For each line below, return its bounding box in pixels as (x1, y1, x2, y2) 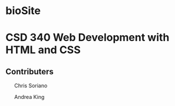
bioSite (5, 4, 41, 18)
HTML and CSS (5, 43, 81, 57)
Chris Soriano (14, 82, 48, 89)
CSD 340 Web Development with (5, 31, 170, 45)
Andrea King (14, 94, 45, 101)
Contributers (5, 66, 54, 77)
